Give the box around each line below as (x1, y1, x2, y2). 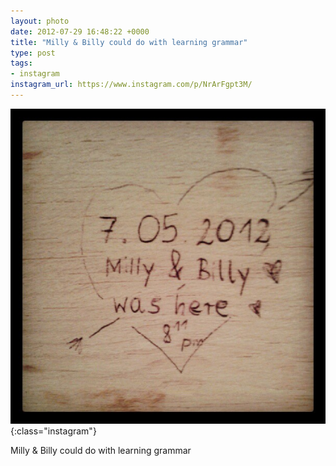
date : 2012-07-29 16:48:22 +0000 (10, 26, 150, 37)
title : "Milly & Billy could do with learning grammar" (10, 37, 248, 47)
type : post (10, 48, 56, 58)
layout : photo (10, 16, 70, 26)
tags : (10, 58, 33, 69)
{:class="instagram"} (10, 425, 97, 437)
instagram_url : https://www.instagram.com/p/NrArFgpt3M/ (10, 80, 253, 90)
